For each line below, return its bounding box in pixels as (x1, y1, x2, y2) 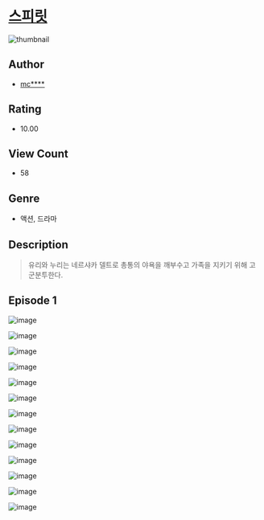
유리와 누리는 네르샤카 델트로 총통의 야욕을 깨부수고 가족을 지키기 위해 (27, 260, 248, 269)
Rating (8, 102, 42, 117)
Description (8, 238, 68, 252)
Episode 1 (8, 294, 58, 308)
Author (8, 58, 44, 72)
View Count (8, 146, 68, 161)
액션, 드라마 (19, 214, 58, 223)
